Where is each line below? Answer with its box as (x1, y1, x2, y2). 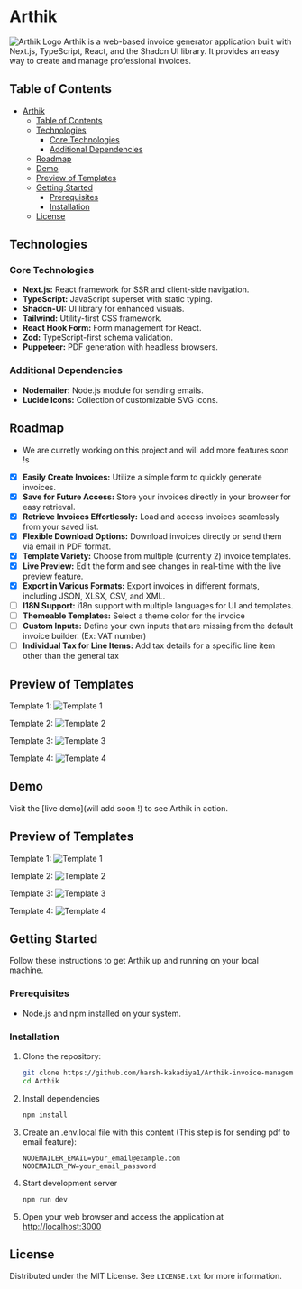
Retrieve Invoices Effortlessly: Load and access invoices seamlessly (22, 511, 280, 522)
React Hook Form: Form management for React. (22, 323, 202, 334)
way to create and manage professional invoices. (9, 55, 192, 66)
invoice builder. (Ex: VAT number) (22, 631, 147, 642)
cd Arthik (22, 1076, 60, 1085)
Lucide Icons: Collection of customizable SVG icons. (22, 394, 219, 405)
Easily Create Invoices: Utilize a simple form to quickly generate (22, 471, 263, 482)
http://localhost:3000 (22, 1220, 102, 1231)
